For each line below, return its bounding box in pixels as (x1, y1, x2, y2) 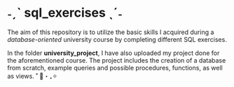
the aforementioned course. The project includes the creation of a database (7, 56, 226, 64)
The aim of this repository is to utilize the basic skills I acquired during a (7, 28, 214, 36)
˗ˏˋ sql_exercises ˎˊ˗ (7, 5, 123, 21)
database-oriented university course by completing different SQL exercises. (7, 35, 228, 43)
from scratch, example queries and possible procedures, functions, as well (7, 63, 223, 72)
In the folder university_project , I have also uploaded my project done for (7, 49, 220, 57)
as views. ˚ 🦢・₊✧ (7, 72, 58, 80)
